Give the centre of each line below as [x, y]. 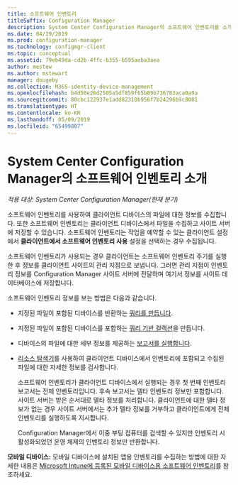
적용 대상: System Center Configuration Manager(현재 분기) [93, 200]
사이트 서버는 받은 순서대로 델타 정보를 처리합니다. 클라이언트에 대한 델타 [118, 400]
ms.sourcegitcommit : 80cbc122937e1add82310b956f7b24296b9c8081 [103, 100]
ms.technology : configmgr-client [57, 47]
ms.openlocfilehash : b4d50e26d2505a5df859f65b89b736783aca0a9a [103, 93]
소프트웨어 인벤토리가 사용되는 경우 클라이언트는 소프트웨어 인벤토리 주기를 [110, 256]
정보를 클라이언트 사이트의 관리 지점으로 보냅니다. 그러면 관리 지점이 [116, 265]
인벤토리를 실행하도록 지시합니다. [63, 418]
